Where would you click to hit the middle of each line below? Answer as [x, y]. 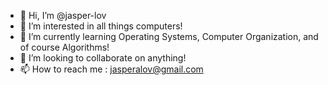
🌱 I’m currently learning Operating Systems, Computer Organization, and [169, 36]
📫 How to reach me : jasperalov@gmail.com [111, 69]
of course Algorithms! [64, 47]
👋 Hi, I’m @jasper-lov [63, 15]
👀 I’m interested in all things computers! [101, 26]
